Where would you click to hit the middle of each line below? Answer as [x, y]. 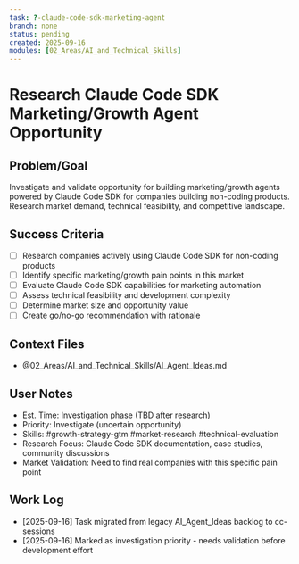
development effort [58, 550]
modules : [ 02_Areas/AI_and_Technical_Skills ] [95, 51]
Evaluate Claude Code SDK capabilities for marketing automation [141, 286]
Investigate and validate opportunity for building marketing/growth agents [145, 187]
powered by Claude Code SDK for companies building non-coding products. [149, 196]
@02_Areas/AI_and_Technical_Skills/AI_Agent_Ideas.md [125, 366]
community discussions [66, 452]
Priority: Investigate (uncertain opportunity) [102, 424]
